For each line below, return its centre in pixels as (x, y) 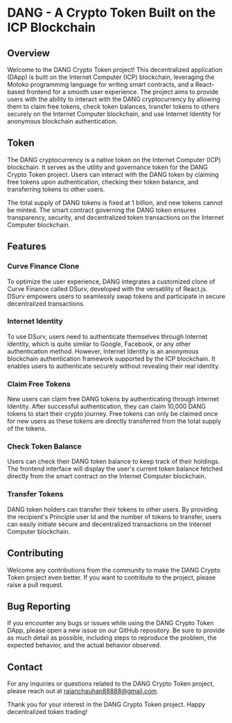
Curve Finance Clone (43, 266)
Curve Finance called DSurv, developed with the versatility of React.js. (107, 288)
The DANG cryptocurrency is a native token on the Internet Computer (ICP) (114, 159)
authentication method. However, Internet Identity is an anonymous (103, 351)
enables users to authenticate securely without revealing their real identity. (114, 366)
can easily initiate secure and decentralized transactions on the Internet (109, 524)
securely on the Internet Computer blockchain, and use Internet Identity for (114, 114)
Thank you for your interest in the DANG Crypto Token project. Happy (106, 704)
